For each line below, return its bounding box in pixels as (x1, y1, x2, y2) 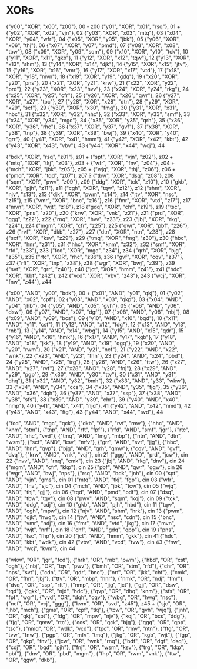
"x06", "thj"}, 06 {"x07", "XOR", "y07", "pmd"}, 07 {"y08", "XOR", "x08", (6, 42, 179, 49)
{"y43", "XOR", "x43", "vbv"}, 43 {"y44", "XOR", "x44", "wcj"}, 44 (6, 142, 165, 149)
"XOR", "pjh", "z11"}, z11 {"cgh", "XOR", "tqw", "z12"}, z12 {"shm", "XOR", (6, 184, 181, 191)
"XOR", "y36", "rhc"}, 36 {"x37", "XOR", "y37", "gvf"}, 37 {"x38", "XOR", (6, 123, 180, 130)
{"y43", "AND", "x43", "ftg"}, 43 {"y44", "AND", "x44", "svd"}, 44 (6, 408, 163, 415)
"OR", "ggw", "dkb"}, (6, 656, 56, 663)
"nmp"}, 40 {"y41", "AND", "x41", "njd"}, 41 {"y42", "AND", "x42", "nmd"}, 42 (6, 402, 191, 409)
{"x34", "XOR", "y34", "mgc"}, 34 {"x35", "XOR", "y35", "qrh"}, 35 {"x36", (6, 117, 184, 124)
